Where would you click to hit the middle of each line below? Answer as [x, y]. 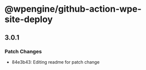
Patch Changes [23, 51]
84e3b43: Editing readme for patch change [56, 62]
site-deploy [29, 19]
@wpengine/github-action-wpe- [73, 9]
